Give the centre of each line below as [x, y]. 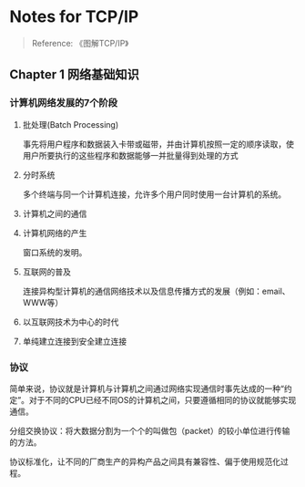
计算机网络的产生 [55, 233]
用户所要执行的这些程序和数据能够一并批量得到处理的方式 [130, 155]
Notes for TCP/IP [74, 17]
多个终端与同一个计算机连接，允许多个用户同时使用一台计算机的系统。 [154, 194]
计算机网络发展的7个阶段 [64, 103]
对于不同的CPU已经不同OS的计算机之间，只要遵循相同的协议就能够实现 [163, 399]
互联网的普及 [46, 272]
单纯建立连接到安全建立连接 [75, 341]
